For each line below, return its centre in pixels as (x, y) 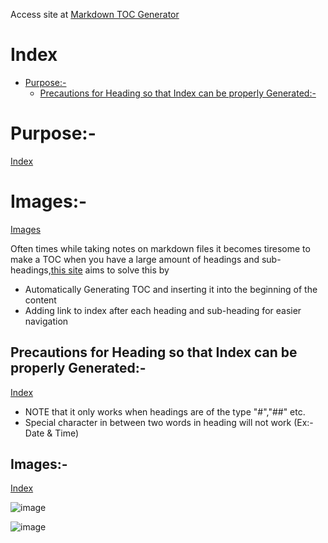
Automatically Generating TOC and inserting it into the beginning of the (171, 289)
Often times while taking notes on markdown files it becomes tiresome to (160, 248)
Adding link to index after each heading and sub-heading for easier (163, 310)
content (40, 300)
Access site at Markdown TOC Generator (95, 14)
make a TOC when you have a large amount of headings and (135, 259)
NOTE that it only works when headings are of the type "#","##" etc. (165, 411)
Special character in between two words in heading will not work (158, 422)
